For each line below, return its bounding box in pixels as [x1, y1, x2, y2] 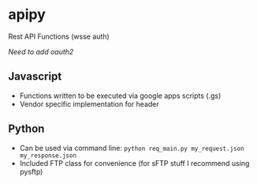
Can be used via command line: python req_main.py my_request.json [19, 143, 244, 152]
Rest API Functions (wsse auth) [8, 32, 110, 41]
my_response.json [19, 152, 77, 160]
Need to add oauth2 [8, 47, 74, 56]
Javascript [8, 69, 62, 84]
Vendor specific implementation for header [19, 99, 159, 108]
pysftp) [19, 167, 43, 176]
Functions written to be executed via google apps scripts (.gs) [19, 91, 222, 100]
